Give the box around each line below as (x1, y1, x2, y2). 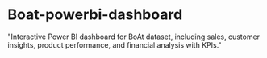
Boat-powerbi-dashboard (7, 6, 183, 24)
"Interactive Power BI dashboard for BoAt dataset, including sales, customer (7, 32, 260, 41)
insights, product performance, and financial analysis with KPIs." (7, 40, 223, 49)
